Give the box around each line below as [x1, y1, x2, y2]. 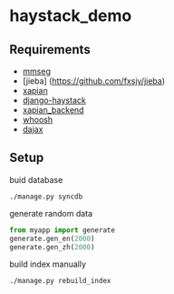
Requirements [9, 42, 91, 57]
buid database [9, 174, 63, 185]
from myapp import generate [9, 225, 116, 235]
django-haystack [22, 95, 86, 106]
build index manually [9, 259, 87, 269]
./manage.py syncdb [9, 192, 83, 201]
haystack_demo [9, 5, 132, 26]
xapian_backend [22, 105, 84, 115]
